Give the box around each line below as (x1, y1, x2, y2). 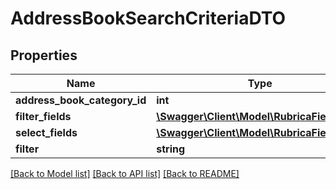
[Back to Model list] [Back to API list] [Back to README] (10, 168, 240, 179)
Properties (10, 47, 78, 64)
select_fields (15, 126, 78, 139)
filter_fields (15, 110, 72, 123)
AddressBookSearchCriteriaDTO (10, 7, 287, 30)
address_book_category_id (15, 93, 147, 107)
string (156, 142, 186, 156)
